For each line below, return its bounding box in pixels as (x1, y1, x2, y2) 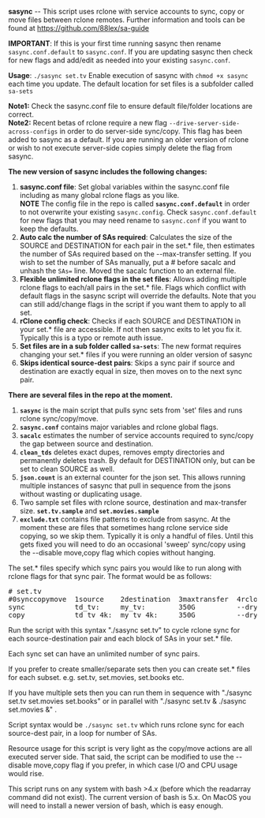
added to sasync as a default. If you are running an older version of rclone (8, 135, 249, 144)
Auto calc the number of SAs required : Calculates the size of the (19, 233, 233, 241)
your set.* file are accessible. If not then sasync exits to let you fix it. (19, 325, 242, 334)
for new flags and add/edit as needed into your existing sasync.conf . (8, 55, 231, 65)
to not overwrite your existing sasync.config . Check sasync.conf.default (19, 207, 257, 216)
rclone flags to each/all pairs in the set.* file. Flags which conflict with (19, 283, 247, 292)
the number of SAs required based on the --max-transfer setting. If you (19, 249, 252, 259)
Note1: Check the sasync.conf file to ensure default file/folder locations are (8, 102, 253, 110)
